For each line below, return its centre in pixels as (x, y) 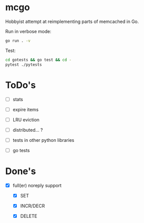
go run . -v (18, 41)
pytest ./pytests (24, 65)
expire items (26, 109)
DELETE (28, 216)
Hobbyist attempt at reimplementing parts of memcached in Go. (72, 21)
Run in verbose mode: (28, 31)
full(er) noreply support (37, 185)
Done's (21, 171)
